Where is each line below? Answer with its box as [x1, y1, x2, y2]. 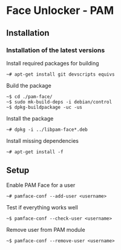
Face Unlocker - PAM [6, 4, 114, 18]
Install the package [6, 114, 54, 122]
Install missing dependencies [6, 137, 79, 144]
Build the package [6, 82, 51, 89]
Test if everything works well [6, 203, 79, 211]
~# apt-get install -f [6, 149, 64, 155]
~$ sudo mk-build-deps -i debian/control [6, 99, 113, 105]
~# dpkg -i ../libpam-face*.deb [6, 127, 88, 133]
